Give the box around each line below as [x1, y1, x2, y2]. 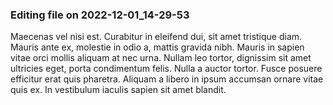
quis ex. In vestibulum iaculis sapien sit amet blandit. [10, 84, 227, 96]
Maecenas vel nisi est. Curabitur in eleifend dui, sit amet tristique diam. [10, 31, 303, 43]
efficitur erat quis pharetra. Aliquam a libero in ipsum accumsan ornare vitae [10, 73, 324, 85]
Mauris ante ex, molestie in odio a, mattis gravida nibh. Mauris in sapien [10, 41, 305, 53]
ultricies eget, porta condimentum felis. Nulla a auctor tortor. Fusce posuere [10, 63, 323, 75]
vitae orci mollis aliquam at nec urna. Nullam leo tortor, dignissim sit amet [10, 52, 312, 64]
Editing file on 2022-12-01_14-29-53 [10, 8, 190, 22]
